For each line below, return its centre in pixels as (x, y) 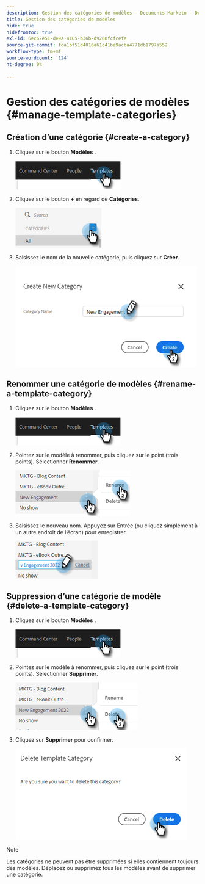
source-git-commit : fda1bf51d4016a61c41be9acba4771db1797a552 (87, 45)
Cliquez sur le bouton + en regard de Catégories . (77, 199)
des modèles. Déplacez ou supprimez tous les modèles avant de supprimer (101, 868)
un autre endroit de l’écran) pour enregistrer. (71, 532)
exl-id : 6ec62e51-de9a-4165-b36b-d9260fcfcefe (67, 39)
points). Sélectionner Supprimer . (57, 674)
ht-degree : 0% (24, 64)
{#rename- (175, 384)
